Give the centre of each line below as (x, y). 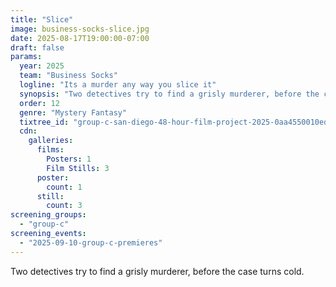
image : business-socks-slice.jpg (80, 29)
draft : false (37, 47)
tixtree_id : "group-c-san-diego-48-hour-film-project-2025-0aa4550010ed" (176, 122)
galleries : (51, 141)
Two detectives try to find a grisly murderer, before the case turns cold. (157, 271)
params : (26, 57)
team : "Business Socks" (68, 76)
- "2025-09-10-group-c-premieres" (91, 242)
